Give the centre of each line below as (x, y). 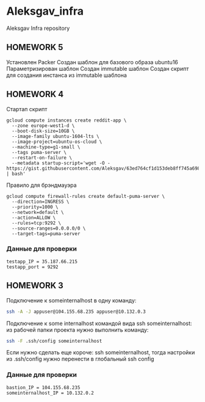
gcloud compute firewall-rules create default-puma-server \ (86, 196)
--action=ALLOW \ (34, 217)
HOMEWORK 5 (35, 47)
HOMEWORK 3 (35, 286)
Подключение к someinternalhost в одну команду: (71, 300)
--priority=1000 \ (35, 207)
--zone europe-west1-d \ (43, 126)
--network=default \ (38, 212)
